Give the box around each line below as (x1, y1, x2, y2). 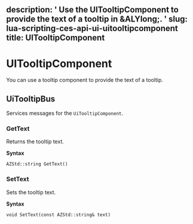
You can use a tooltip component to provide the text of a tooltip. (6, 76, 163, 84)
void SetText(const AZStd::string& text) (6, 211, 111, 217)
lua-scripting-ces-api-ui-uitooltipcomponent (6, 23, 178, 33)
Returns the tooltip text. (6, 138, 64, 145)
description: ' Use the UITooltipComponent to (6, 5, 179, 15)
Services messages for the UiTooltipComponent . (6, 110, 124, 117)
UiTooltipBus (6, 94, 56, 104)
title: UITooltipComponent (6, 33, 105, 43)
